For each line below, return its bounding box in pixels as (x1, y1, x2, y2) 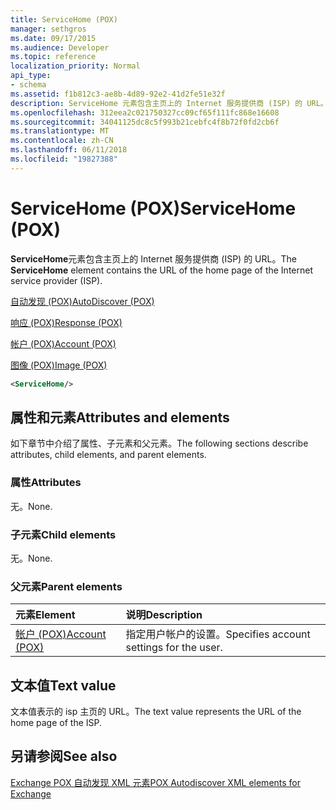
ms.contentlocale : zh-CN (10, 136, 114, 146)
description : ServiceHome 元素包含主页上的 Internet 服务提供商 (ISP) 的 (10, 98, 303, 108)
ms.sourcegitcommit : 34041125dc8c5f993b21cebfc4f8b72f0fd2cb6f (10, 117, 280, 127)
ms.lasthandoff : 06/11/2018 (10, 145, 128, 155)
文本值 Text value (10, 677, 117, 694)
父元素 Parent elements (10, 579, 123, 593)
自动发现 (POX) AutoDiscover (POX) (10, 295, 155, 307)
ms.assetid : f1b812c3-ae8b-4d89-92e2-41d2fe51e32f (10, 89, 226, 99)
